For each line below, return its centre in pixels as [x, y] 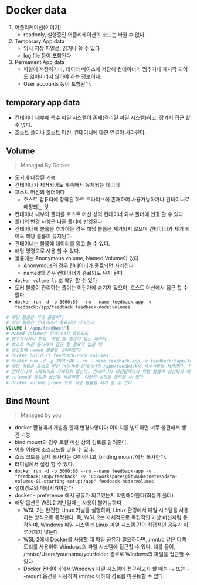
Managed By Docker [45, 165]
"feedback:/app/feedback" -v [50, 476]
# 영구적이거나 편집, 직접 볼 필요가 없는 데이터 [56, 339]
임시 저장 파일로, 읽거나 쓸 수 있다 [62, 48]
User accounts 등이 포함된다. [57, 83]
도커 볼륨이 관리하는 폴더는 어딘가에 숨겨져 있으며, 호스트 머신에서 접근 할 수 [101, 287]
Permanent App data [40, 62]
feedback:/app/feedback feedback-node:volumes [72, 307]
